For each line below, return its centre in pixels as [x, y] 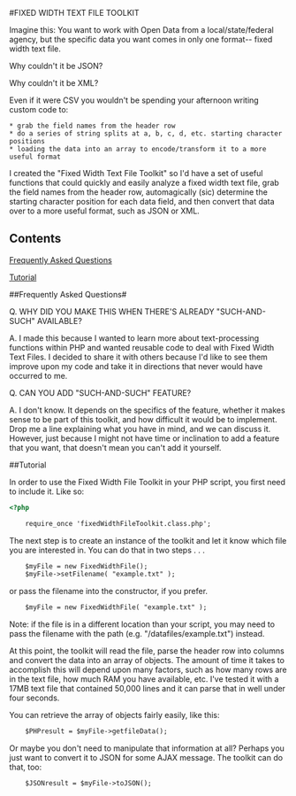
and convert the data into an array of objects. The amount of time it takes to [147, 661]
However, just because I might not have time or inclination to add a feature [144, 438]
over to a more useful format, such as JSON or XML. [105, 211]
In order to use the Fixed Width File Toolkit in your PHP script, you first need [147, 482]
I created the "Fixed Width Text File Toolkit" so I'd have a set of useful [136, 173]
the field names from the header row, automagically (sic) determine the [138, 192]
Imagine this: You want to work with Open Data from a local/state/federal [141, 30]
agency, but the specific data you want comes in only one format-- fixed [141, 39]
